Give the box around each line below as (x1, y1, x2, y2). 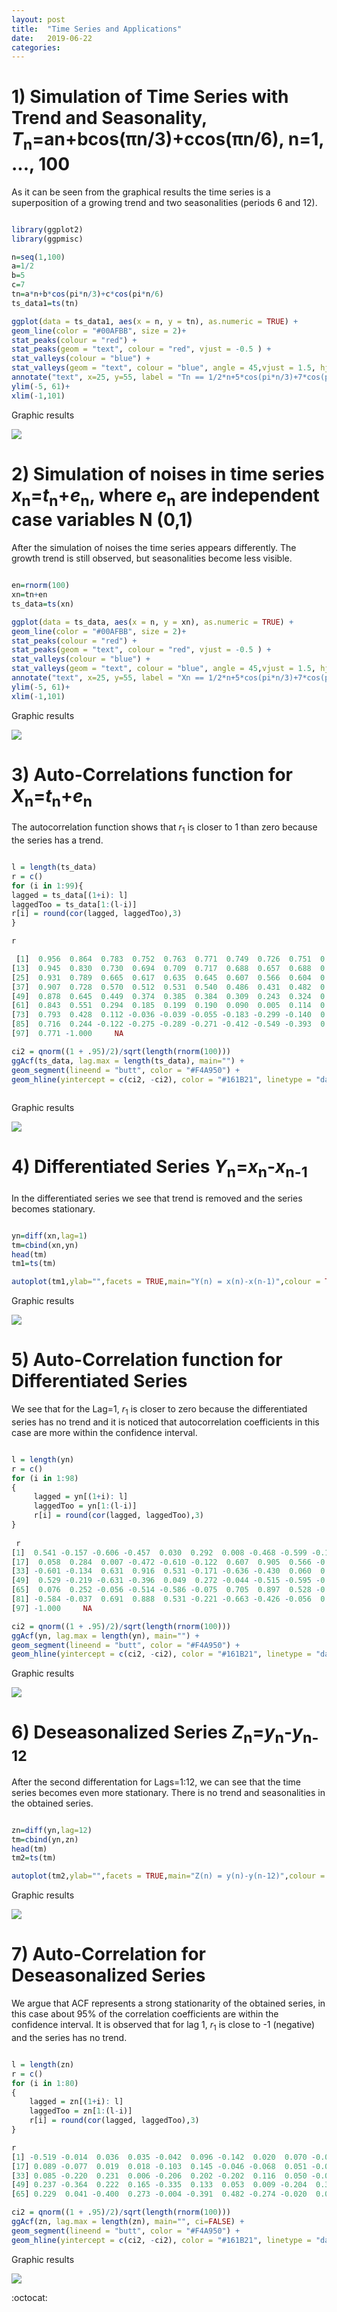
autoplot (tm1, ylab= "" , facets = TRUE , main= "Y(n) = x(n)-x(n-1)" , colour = (11, 1277, 321, 1287)
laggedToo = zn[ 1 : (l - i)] (29, 2106, 133, 2116)
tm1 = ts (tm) (11, 1259, 57, 1269)
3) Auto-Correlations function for (11, 763, 294, 786)
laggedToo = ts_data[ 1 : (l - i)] (11, 899, 138, 910)
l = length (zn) (11, 2059, 75, 2070)
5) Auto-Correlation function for (11, 1349, 283, 1371)
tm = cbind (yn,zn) (11, 1834, 79, 1845)
